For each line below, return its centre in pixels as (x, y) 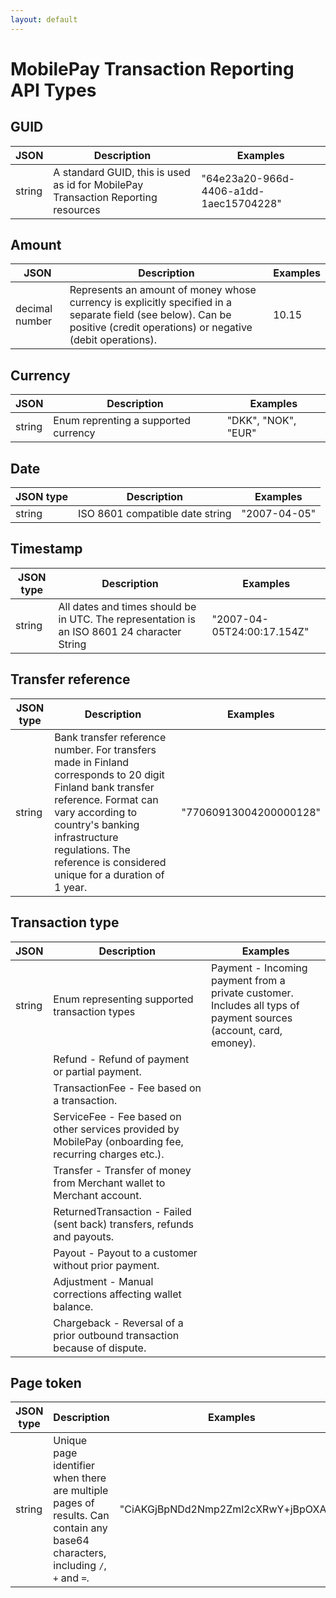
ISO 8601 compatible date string (155, 514)
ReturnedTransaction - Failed (122, 1211)
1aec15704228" (241, 203)
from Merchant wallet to (109, 1183)
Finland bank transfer (104, 787)
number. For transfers (105, 749)
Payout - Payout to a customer (125, 1253)
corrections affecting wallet (117, 1294)
